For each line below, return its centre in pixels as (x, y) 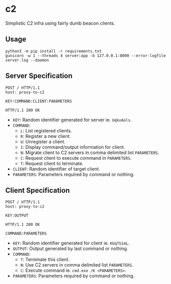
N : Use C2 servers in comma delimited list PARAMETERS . (77, 265)
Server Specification (39, 76)
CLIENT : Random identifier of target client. (56, 169)
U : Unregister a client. (43, 141)
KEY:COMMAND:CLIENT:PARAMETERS (39, 101)
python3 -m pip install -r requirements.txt (54, 51)
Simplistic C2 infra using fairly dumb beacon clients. (60, 23)
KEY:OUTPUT (17, 216)
